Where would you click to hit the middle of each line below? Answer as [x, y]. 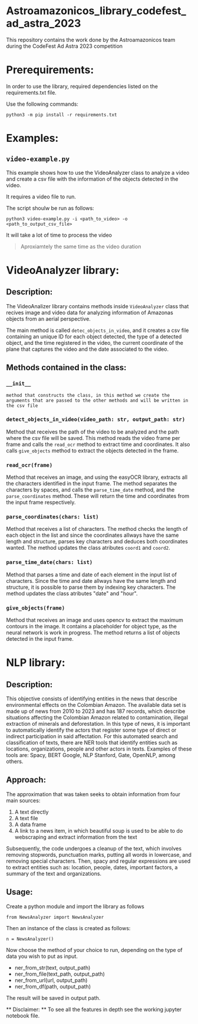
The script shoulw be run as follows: [50, 208]
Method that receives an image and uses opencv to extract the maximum [95, 620]
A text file [26, 818]
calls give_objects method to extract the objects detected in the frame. [92, 451]
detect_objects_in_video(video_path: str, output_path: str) [96, 420]
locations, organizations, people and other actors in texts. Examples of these [99, 749]
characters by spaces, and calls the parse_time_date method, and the [90, 490]
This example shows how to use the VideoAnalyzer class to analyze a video [98, 172]
